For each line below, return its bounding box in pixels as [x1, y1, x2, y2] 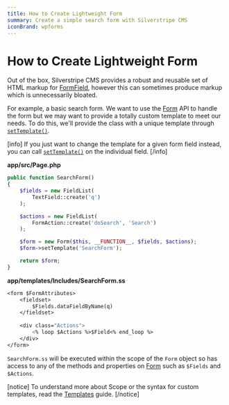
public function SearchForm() [7, 175, 95, 182]
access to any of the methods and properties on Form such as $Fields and [7, 361, 221, 370]
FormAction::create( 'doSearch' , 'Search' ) [32, 219, 157, 226]
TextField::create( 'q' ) [32, 193, 101, 200]
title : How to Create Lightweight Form [7, 10, 123, 17]
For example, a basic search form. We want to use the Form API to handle [7, 104, 217, 113]
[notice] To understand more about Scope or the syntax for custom [7, 382, 199, 390]
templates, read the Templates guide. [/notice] [7, 390, 140, 398]
